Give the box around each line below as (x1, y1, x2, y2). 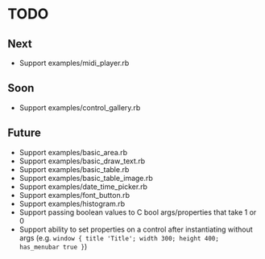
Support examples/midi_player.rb (19, 58, 130, 68)
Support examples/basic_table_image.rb (19, 173, 154, 183)
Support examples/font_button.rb (19, 190, 130, 199)
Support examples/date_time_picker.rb (19, 182, 148, 191)
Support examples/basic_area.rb (19, 147, 128, 157)
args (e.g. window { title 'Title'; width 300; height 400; (19, 232, 219, 242)
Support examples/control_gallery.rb (19, 102, 141, 113)
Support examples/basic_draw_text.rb (19, 156, 146, 166)
